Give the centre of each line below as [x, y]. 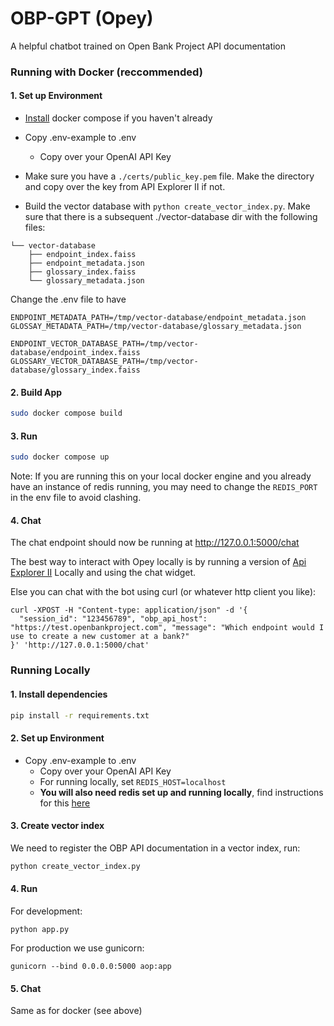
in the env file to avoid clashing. [76, 498]
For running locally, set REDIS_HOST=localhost [133, 781]
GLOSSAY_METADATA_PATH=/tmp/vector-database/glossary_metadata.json [156, 327]
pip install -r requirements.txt [80, 715]
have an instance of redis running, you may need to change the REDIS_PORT [164, 487]
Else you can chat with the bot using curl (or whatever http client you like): [163, 592]
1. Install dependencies [59, 694]
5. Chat [26, 988]
